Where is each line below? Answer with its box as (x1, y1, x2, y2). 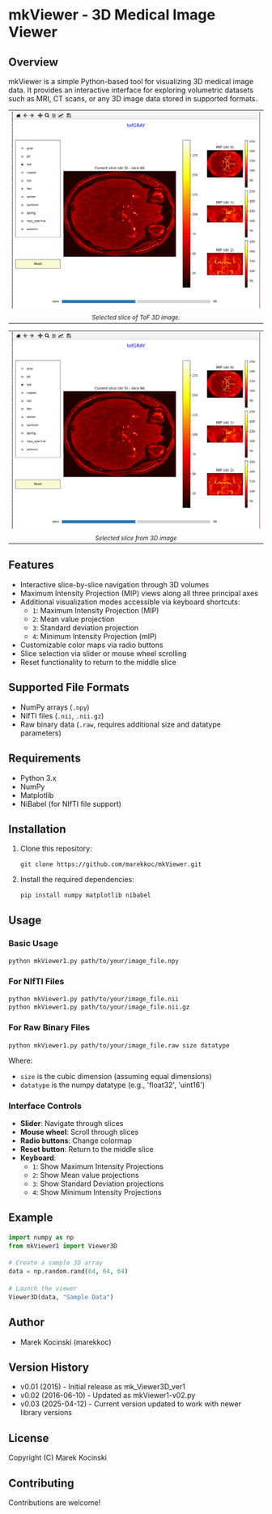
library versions (19, 1408, 73, 1418)
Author (8, 1316, 45, 1329)
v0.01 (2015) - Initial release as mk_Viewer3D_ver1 (19, 1382, 186, 1392)
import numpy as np (8, 1233, 74, 1241)
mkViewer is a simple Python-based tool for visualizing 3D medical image (8, 77, 253, 86)
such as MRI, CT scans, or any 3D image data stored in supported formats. (8, 94, 257, 103)
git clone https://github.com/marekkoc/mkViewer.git (19, 860, 202, 868)
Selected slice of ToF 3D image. (91, 313, 181, 322)
